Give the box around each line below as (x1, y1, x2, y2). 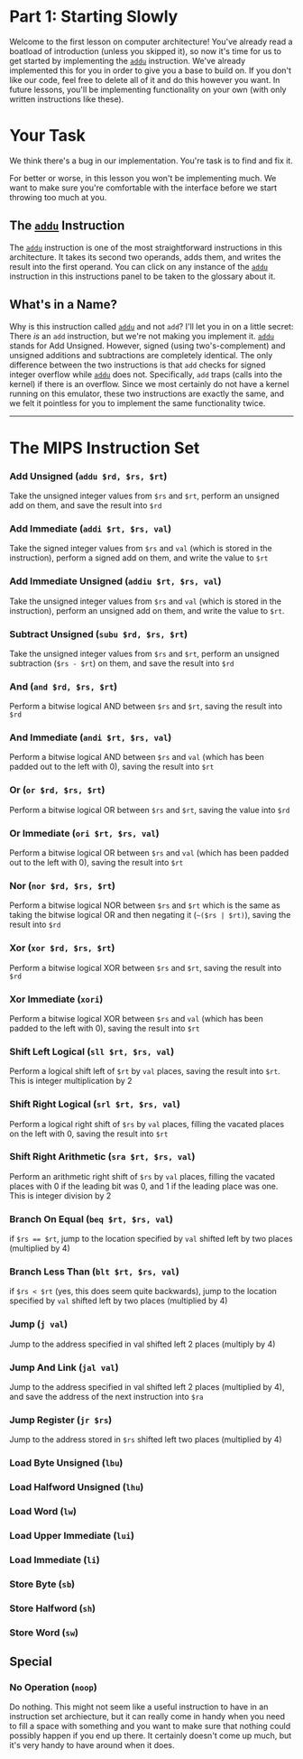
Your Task (9, 125, 86, 146)
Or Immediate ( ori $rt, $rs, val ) (9, 827, 160, 839)
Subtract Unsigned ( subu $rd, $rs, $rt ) (9, 627, 188, 640)
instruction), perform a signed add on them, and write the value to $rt (9, 552, 269, 563)
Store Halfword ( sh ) (9, 1602, 96, 1615)
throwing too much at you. (9, 191, 107, 202)
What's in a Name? (9, 297, 117, 312)
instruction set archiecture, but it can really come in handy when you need (9, 1711, 286, 1722)
